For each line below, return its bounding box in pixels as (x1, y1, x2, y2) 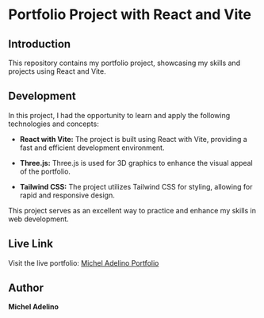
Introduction (8, 37, 71, 51)
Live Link (8, 237, 54, 251)
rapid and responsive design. (19, 190, 115, 200)
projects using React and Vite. (8, 67, 106, 76)
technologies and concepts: (8, 119, 99, 128)
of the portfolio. (19, 167, 71, 176)
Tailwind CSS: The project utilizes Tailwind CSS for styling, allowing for (19, 182, 253, 191)
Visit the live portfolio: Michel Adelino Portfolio (8, 258, 159, 267)
